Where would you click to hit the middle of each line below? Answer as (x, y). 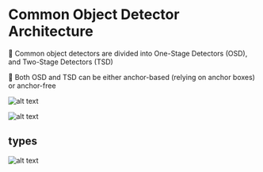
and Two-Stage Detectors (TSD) (61, 62)
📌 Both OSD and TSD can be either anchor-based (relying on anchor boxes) (132, 77)
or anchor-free (32, 86)
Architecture (51, 31)
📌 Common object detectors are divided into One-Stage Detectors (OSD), (128, 53)
